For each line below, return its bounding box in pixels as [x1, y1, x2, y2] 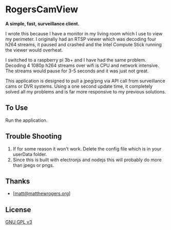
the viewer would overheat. [5, 47, 63, 53]
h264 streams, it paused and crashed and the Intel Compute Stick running [5, 41, 162, 47]
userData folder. [12, 151, 47, 157]
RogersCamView [5, 4, 79, 15]
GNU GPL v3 [5, 219, 32, 225]
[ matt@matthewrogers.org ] [12, 190, 71, 197]
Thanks [5, 177, 30, 185]
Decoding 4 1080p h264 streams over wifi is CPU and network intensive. [5, 62, 159, 68]
